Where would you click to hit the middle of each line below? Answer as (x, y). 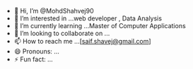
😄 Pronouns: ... (37, 51)
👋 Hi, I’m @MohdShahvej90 (54, 11)
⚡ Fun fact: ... (33, 59)
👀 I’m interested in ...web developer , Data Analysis (88, 18)
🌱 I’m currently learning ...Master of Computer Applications (100, 26)
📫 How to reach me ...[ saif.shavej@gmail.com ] (82, 41)
